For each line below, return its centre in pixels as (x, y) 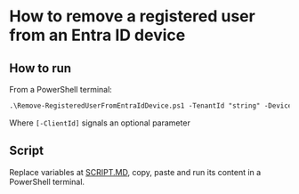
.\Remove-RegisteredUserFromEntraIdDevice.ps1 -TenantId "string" (135, 106)
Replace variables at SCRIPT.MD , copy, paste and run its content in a (135, 172)
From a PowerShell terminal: (61, 89)
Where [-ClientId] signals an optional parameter (100, 123)
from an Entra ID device (97, 35)
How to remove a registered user (132, 16)
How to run (40, 68)
